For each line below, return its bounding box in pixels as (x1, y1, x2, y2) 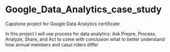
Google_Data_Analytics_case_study (5, 4, 162, 15)
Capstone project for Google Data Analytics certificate (5, 21, 120, 27)
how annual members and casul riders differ (5, 41, 99, 47)
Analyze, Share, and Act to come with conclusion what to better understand (5, 36, 165, 42)
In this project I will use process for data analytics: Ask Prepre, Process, (5, 30, 157, 37)
